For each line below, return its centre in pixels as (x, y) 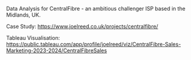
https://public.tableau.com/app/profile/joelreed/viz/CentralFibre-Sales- (93, 44)
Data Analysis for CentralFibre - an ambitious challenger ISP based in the (96, 9)
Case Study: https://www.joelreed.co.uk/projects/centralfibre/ (82, 26)
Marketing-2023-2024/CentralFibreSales (57, 50)
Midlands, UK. (23, 15)
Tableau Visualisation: (33, 38)
